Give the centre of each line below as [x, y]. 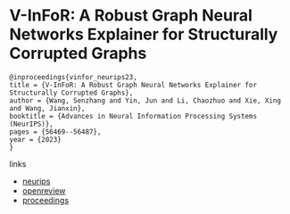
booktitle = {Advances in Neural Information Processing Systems [133, 116]
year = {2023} [36, 139]
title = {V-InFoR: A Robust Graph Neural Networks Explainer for [133, 85]
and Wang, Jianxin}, [48, 108]
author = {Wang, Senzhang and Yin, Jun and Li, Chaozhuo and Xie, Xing [145, 100]
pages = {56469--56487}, [55, 132]
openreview [44, 190]
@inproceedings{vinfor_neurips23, [74, 77]
